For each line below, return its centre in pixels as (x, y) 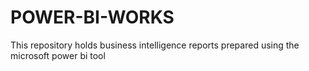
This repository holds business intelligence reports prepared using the (155, 45)
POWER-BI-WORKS (92, 17)
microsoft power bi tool (58, 55)
